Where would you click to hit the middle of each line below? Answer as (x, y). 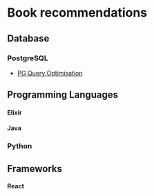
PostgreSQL (28, 58)
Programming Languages (63, 95)
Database (28, 38)
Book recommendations (77, 13)
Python (20, 146)
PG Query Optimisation (50, 73)
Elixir (15, 112)
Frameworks (35, 169)
